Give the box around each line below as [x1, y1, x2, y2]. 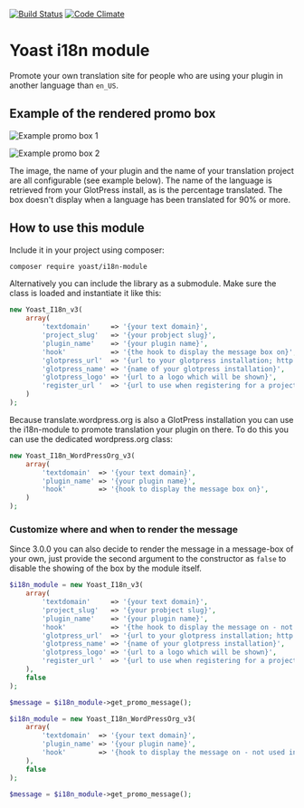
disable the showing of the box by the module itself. [9, 563, 202, 574]
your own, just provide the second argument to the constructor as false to [9, 553, 287, 564]
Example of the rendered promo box [9, 106, 216, 121]
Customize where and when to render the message [9, 523, 238, 535]
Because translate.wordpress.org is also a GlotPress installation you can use [9, 414, 294, 425]
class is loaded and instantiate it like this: [9, 288, 162, 299]
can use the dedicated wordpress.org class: [9, 433, 174, 444]
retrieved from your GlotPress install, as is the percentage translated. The [9, 184, 283, 195]
